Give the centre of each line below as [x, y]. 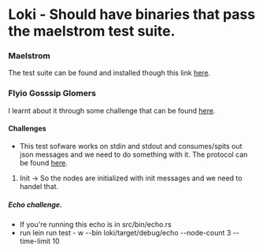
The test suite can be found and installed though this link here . [109, 73]
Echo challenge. [35, 204]
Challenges [27, 128]
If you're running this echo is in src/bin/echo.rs [95, 224]
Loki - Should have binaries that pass [132, 15]
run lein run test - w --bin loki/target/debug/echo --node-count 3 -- [130, 232]
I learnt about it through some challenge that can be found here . [112, 110]
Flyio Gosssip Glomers [52, 94]
